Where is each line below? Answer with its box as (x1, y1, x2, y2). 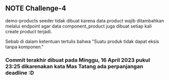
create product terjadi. (5, 28, 52, 35)
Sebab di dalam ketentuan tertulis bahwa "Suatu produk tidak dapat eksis (5, 38, 159, 44)
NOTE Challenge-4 (5, 4, 66, 13)
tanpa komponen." (5, 43, 44, 50)
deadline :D (5, 69, 34, 76)
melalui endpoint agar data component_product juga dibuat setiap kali (5, 23, 152, 29)
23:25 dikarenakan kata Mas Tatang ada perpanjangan (5, 63, 144, 70)
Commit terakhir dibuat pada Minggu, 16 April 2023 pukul (5, 56, 150, 63)
